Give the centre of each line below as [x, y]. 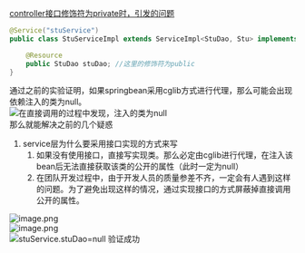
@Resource [44, 55]
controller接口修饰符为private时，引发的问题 [92, 13]
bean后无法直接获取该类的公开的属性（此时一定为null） [139, 167]
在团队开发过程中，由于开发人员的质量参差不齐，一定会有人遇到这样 [163, 178]
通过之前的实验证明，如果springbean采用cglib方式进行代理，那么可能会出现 [151, 91]
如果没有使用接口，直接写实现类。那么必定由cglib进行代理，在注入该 [164, 155]
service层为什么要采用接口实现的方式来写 [100, 144]
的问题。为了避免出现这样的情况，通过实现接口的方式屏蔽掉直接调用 [163, 190]
